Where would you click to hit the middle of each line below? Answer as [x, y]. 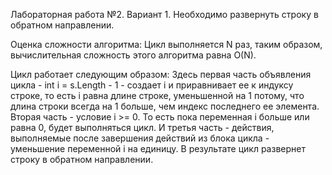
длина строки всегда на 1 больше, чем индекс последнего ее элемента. [165, 106]
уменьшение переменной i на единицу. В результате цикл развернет [158, 148]
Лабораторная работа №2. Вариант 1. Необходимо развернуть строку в [164, 14]
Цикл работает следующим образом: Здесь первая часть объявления [161, 74]
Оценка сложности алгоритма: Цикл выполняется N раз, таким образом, [166, 44]
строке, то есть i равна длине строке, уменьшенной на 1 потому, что [157, 95]
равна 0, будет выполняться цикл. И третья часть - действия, [142, 127]
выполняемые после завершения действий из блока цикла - [140, 138]
